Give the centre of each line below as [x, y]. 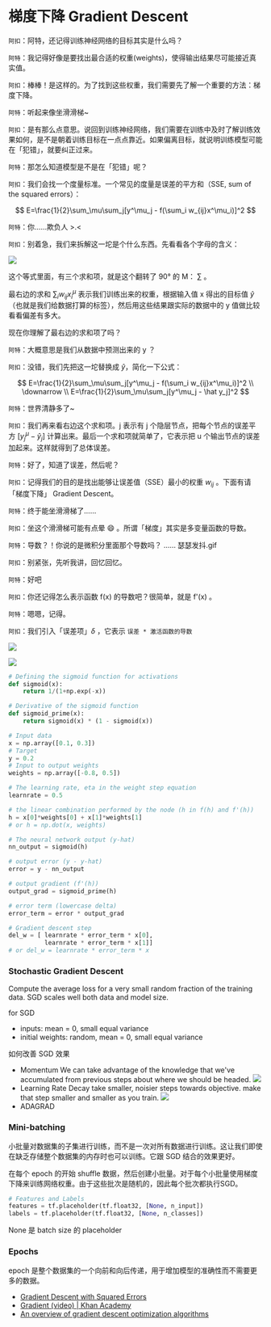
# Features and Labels [46, 1199]
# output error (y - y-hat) [56, 861]
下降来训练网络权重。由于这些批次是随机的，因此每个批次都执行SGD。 [125, 1183]
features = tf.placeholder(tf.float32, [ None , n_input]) [106, 1206]
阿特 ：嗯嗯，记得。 [39, 613]
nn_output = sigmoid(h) [48, 847]
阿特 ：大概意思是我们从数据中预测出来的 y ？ [82, 350]
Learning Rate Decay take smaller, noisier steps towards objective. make [140, 1089]
